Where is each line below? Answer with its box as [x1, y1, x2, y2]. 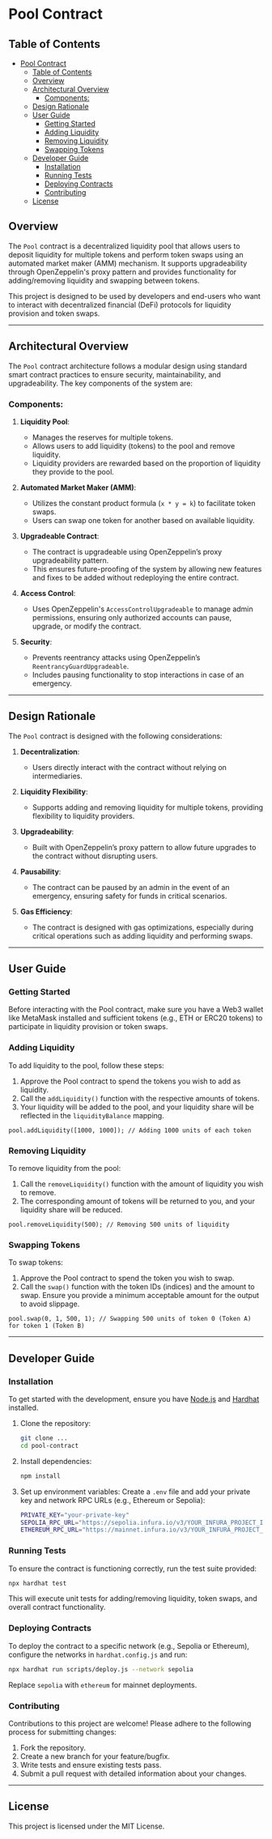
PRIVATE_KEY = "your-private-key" [19, 1511, 130, 1519]
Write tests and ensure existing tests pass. [19, 1760, 162, 1769]
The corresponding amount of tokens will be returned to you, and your [19, 1196, 255, 1207]
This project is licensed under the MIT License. [8, 1821, 165, 1831]
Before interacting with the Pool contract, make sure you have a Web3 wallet [8, 1005, 264, 1015]
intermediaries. [32, 771, 83, 781]
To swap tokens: [8, 1258, 63, 1267]
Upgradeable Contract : [19, 531, 100, 541]
